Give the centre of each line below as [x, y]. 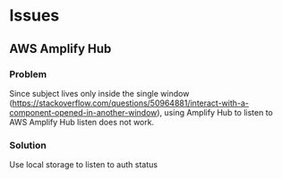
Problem [28, 74]
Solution [28, 145]
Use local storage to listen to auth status [84, 165]
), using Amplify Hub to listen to [214, 112]
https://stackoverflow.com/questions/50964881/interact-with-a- [130, 103]
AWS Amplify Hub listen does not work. [82, 122]
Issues [34, 16]
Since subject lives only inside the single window [99, 93]
